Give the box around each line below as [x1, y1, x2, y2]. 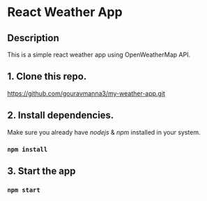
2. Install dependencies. [7, 110, 114, 121]
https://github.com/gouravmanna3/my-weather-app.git [7, 89, 166, 98]
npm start [7, 186, 40, 194]
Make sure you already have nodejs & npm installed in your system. [7, 128, 201, 136]
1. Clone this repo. [7, 70, 87, 82]
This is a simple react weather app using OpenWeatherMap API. [7, 50, 190, 59]
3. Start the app [7, 165, 76, 177]
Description [7, 32, 59, 44]
